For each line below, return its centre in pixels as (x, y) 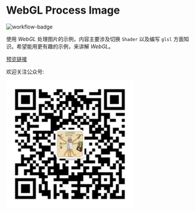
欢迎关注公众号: (25, 71)
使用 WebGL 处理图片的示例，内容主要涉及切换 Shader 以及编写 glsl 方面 (95, 39)
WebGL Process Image (63, 10)
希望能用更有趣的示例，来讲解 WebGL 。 (65, 46)
